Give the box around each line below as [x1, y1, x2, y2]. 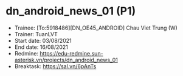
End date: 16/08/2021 [14, 43, 68, 51]
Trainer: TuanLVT [14, 30, 58, 37]
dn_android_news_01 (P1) [5, 4, 136, 18]
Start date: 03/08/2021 [14, 37, 72, 44]
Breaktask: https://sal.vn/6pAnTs [14, 62, 97, 70]
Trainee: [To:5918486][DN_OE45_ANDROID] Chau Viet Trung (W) [14, 24, 178, 31]
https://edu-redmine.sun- [40, 49, 104, 57]
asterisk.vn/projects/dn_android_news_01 [14, 56, 118, 63]
